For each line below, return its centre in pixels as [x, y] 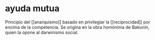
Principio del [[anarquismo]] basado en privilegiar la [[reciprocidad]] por [78, 22]
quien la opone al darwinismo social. [42, 32]
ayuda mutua [32, 9]
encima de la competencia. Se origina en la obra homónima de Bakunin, [77, 27]
